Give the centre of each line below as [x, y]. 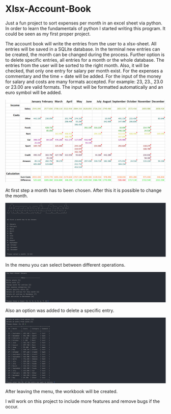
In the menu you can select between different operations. [65, 265]
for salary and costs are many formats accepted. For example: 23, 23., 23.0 [84, 82]
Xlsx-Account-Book [48, 9]
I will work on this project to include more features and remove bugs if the [83, 401]
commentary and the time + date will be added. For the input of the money [83, 76]
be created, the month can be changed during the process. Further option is [85, 55]
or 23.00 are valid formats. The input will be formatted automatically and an [84, 87]
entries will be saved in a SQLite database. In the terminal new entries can [83, 49]
